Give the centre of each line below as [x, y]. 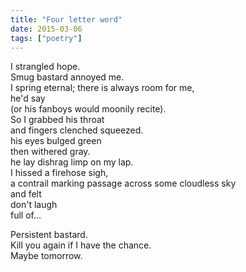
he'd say [28, 98]
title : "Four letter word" [66, 19]
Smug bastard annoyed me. [67, 77]
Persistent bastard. [49, 235]
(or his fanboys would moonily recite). [88, 109]
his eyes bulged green [56, 141]
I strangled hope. [45, 67]
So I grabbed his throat [57, 120]
